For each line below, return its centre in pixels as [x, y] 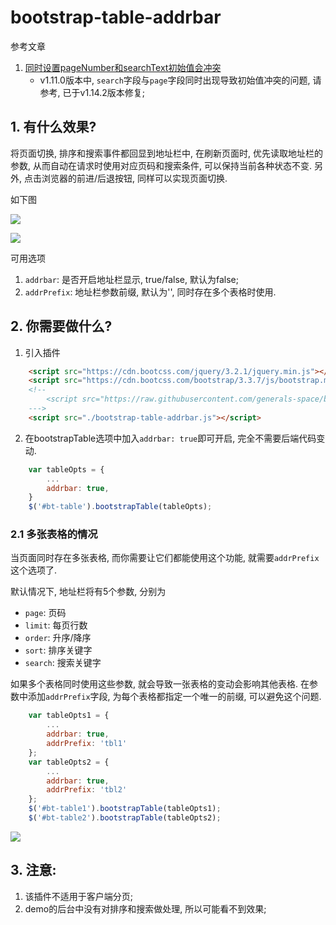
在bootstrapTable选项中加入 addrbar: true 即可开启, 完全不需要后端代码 [170, 438]
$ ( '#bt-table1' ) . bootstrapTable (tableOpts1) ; [125, 809]
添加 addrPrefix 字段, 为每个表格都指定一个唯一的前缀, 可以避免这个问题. [174, 697]
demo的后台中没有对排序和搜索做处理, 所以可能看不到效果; [145, 908]
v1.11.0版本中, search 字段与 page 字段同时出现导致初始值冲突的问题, [175, 80]
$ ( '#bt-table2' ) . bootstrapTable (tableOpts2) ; [125, 818]
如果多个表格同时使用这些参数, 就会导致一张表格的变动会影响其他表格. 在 [160, 684]
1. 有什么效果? [53, 127]
